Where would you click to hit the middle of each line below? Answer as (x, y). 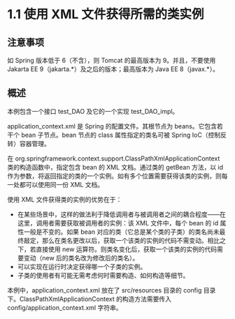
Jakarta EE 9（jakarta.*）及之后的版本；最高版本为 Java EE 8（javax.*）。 (113, 69)
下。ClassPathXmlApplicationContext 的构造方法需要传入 (89, 299)
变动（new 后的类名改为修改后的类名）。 (81, 258)
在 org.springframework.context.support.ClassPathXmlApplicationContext (114, 158)
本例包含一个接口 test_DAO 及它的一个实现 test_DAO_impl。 (93, 111)
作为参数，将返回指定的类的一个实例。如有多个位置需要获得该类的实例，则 (114, 176)
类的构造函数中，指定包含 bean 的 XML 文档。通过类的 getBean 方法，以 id (115, 167)
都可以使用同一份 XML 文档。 (61, 184)
